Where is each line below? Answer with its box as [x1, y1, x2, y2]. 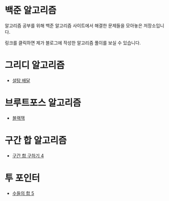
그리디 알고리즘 [5, 60, 65, 71]
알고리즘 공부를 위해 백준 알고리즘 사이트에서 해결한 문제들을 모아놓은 [5, 22, 142, 29]
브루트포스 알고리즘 [5, 97, 81, 109]
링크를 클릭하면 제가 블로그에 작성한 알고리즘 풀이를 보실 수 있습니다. [5, 39, 141, 46]
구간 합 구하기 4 [12, 153, 44, 159]
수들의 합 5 [12, 190, 34, 196]
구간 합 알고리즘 [5, 135, 67, 146]
